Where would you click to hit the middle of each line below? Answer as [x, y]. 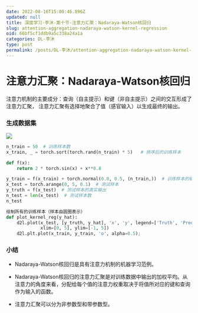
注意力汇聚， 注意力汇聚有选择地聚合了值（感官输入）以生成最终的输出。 [95, 106]
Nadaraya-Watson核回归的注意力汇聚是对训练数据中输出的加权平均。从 [101, 276]
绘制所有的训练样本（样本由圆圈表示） [46, 212]
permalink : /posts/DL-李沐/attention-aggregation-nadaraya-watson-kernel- [99, 50]
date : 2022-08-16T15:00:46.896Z [46, 12]
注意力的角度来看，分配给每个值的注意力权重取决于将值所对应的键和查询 [102, 284]
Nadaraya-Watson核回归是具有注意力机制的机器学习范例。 [86, 264]
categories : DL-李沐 [30, 39]
